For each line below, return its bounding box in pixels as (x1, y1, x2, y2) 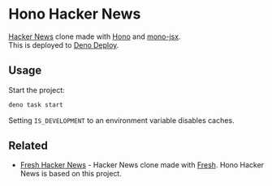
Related (8, 139, 49, 153)
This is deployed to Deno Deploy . (8, 40, 119, 49)
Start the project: (8, 85, 65, 95)
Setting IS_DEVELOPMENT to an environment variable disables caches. (8, 115, 235, 125)
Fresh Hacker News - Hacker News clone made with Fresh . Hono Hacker (19, 160, 265, 170)
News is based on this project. (19, 169, 122, 179)
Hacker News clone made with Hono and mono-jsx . (8, 32, 181, 41)
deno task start (8, 100, 63, 109)
